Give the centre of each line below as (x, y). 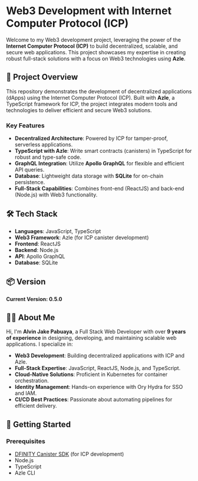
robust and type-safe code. (48, 157)
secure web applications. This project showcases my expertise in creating (96, 52)
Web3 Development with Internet (89, 11)
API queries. (29, 170)
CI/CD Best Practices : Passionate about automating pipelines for (93, 400)
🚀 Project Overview (42, 77)
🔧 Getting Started (39, 424)
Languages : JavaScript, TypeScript (58, 231)
